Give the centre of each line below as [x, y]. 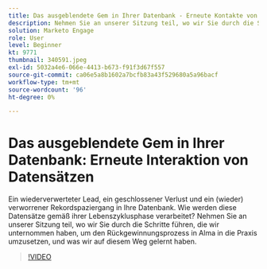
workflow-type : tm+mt [44, 82]
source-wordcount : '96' [48, 90]
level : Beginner [35, 45]
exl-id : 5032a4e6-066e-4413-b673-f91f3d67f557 [87, 68]
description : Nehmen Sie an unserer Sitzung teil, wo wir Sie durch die [131, 23]
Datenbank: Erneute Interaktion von [128, 160]
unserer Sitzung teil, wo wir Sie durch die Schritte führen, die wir [114, 224]
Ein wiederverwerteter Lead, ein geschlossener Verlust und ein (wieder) [126, 199]
